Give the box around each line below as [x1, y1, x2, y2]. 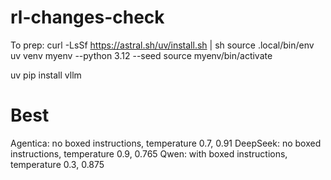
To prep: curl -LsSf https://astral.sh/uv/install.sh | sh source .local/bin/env [10, 39, 315, 51]
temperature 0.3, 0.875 [10, 158, 105, 170]
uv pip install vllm [10, 69, 82, 81]
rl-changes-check [10, 6, 165, 29]
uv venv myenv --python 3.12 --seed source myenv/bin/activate [10, 49, 273, 61]
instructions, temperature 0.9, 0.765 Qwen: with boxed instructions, [10, 147, 288, 160]
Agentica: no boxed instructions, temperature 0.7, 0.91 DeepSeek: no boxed [10, 137, 322, 149]
